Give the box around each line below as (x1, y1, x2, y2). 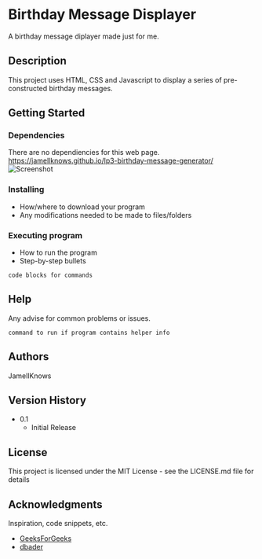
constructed (8, 83, 48, 93)
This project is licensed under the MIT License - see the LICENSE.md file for (8, 466, 254, 476)
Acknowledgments (8, 498, 104, 511)
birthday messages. (49, 83, 113, 93)
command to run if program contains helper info (8, 329, 170, 337)
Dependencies (8, 130, 65, 141)
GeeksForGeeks (19, 534, 72, 543)
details (8, 475, 30, 484)
